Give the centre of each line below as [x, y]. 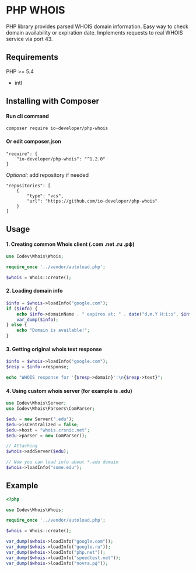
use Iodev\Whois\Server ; [36, 403]
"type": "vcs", [45, 196]
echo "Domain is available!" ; [53, 330]
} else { [17, 325]
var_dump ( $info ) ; [38, 320]
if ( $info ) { [22, 309]
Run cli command [28, 116]
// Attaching [22, 446]
